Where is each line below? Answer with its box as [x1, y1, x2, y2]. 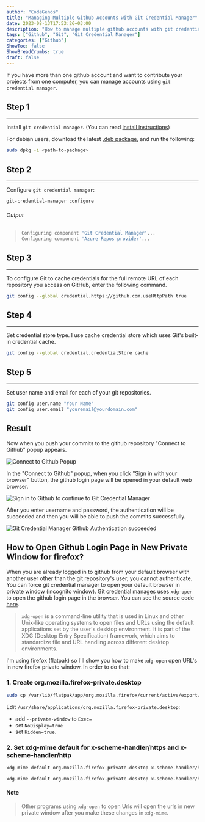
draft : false [6, 54, 40, 60]
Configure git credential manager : [6, 186, 95, 194]
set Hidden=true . [15, 728, 57, 735]
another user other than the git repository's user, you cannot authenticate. [6, 575, 193, 582]
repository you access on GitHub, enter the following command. [6, 281, 167, 288]
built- [185, 332, 199, 339]
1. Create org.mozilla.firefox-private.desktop [6, 678, 142, 687]
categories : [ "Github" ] [6, 37, 67, 43]
